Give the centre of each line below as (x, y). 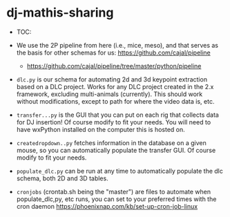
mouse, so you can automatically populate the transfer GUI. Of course (116, 150)
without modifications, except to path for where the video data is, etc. (115, 101)
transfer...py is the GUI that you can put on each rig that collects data (117, 115)
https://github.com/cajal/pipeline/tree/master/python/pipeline (114, 66)
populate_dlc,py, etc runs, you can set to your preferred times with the (116, 199)
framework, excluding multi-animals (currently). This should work (109, 94)
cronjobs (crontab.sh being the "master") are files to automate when (114, 191)
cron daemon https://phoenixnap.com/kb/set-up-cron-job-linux (107, 206)
